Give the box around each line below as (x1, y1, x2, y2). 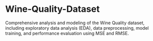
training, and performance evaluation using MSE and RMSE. (5, 30, 129, 36)
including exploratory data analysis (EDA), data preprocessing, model (5, 25, 149, 31)
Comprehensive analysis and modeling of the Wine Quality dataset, (5, 20, 145, 26)
